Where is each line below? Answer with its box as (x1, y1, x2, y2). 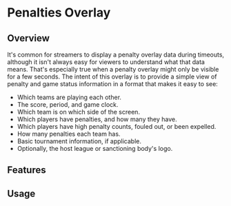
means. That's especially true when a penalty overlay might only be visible (7, 65, 219, 73)
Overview (7, 32, 50, 44)
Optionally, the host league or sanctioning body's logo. (17, 145, 173, 152)
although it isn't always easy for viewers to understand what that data (7, 58, 205, 66)
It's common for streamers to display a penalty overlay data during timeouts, (7, 50, 225, 59)
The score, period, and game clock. (17, 101, 119, 108)
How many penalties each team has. (17, 130, 121, 138)
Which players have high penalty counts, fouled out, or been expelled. (17, 123, 217, 130)
